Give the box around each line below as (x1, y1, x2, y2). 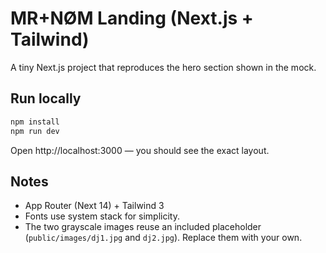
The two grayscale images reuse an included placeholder (24, 221, 262, 233)
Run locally (10, 90, 82, 107)
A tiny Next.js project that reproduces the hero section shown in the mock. (10, 61, 317, 73)
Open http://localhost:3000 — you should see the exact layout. (10, 144, 270, 156)
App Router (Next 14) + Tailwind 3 (24, 200, 165, 212)
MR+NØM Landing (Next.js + (10, 7, 254, 30)
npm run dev (10, 126, 60, 136)
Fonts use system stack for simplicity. (24, 210, 180, 222)
